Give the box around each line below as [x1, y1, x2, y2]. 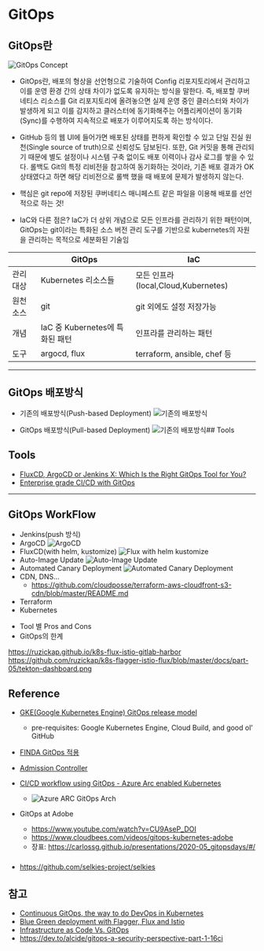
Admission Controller [19, 764, 88, 773]
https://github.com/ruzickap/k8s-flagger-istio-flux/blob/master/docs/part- [8, 656, 249, 665]
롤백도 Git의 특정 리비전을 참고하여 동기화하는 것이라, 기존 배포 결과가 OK [30, 162, 255, 171]
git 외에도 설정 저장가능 [135, 302, 217, 312]
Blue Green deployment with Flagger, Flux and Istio [19, 916, 185, 926]
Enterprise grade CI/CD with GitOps [19, 478, 135, 487]
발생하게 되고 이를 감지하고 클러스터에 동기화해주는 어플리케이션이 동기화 [19, 106, 243, 115]
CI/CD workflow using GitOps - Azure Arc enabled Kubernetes [19, 779, 222, 788]
